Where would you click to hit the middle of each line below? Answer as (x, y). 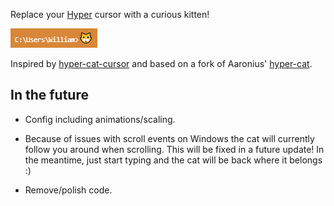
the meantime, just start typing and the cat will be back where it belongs (173, 160)
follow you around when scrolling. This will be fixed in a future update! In (174, 149)
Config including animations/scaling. (100, 119)
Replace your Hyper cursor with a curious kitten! (110, 14)
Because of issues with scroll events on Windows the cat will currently (169, 138)
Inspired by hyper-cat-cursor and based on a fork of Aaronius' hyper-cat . (161, 63)
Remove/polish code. (68, 190)
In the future (49, 95)
